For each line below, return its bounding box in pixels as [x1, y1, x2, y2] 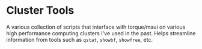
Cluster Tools [6, 4, 75, 17]
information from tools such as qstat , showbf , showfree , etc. [6, 36, 153, 43]
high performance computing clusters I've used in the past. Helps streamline [6, 29, 196, 36]
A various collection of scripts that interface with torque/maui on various [6, 23, 186, 30]
